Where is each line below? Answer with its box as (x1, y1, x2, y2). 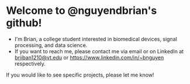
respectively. (14, 60, 46, 67)
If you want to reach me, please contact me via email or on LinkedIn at (14, 48, 184, 54)
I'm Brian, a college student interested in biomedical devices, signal (14, 35, 177, 42)
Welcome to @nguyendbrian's (6, 4, 157, 17)
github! (6, 16, 42, 30)
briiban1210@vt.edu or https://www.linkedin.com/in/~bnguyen (14, 54, 164, 61)
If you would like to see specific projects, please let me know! (6, 71, 154, 78)
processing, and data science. (14, 42, 88, 49)
